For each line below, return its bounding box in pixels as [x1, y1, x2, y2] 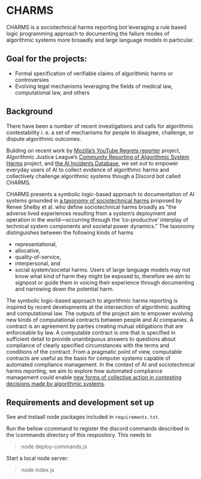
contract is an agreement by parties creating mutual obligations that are [6, 323, 184, 330]
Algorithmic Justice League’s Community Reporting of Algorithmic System [6, 153, 190, 160]
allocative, [14, 247, 41, 254]
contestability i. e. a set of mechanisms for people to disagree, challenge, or [6, 129, 194, 136]
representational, [14, 240, 58, 247]
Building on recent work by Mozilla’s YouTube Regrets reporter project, [6, 147, 181, 154]
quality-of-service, [14, 253, 62, 261]
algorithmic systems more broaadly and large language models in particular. [6, 36, 194, 43]
